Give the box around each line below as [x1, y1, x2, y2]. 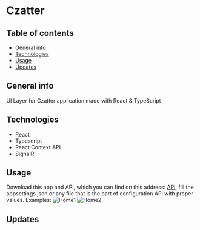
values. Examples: [6, 197, 52, 204]
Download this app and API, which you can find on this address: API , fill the [6, 183, 194, 191]
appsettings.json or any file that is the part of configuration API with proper [6, 190, 193, 197]
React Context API [15, 143, 61, 151]
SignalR [15, 150, 35, 157]
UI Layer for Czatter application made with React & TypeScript [6, 96, 162, 104]
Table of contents [6, 28, 74, 38]
